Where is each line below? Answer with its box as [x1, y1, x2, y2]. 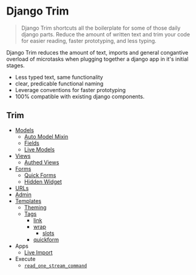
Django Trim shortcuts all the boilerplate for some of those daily [21, 24, 181, 31]
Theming [24, 204, 47, 211]
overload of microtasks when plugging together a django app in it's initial [6, 55, 189, 62]
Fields [24, 139, 39, 147]
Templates [15, 197, 41, 204]
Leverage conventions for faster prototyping [15, 86, 126, 93]
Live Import [24, 248, 53, 256]
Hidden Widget [24, 177, 62, 185]
